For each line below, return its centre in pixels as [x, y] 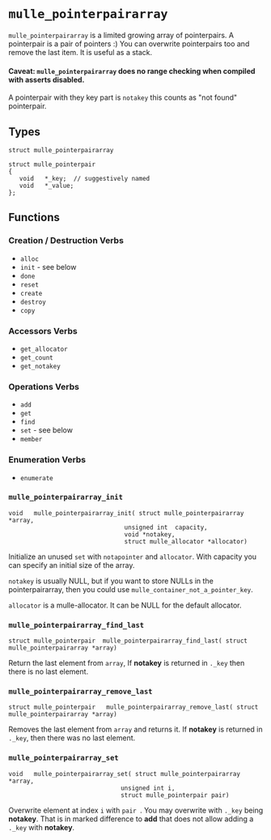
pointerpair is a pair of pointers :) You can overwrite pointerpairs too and [129, 44]
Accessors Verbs [43, 330]
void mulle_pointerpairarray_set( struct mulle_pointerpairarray [125, 774]
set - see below [46, 430]
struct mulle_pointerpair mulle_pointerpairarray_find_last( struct [128, 641]
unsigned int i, [148, 788]
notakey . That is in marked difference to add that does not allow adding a [131, 819]
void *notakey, [150, 534]
